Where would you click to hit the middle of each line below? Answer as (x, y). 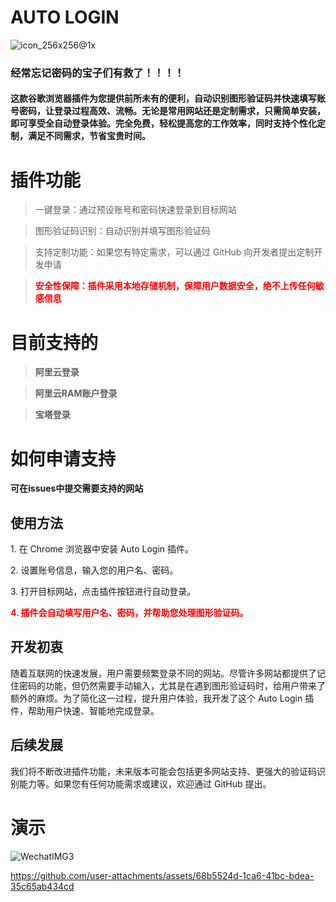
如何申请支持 (63, 458)
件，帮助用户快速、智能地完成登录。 (85, 710)
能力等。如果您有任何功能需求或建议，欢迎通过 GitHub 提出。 (145, 783)
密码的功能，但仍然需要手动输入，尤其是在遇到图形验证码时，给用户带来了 (172, 685)
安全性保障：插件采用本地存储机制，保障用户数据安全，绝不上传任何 (175, 286)
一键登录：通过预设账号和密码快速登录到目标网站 (135, 210)
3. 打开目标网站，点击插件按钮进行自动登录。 (103, 592)
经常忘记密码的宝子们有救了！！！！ (97, 73)
